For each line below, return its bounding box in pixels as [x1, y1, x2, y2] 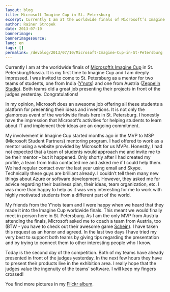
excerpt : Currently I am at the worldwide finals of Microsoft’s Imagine [5, 17, 165, 22]
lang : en [5, 41, 24, 46]
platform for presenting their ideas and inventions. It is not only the [5, 106, 145, 112]
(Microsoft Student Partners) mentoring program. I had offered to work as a [5, 138, 163, 144]
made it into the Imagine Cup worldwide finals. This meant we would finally [5, 207, 163, 213]
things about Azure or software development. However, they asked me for [5, 176, 160, 182]
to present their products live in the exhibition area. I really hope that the [5, 260, 157, 266]
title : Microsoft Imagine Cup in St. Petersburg [5, 12, 110, 17]
